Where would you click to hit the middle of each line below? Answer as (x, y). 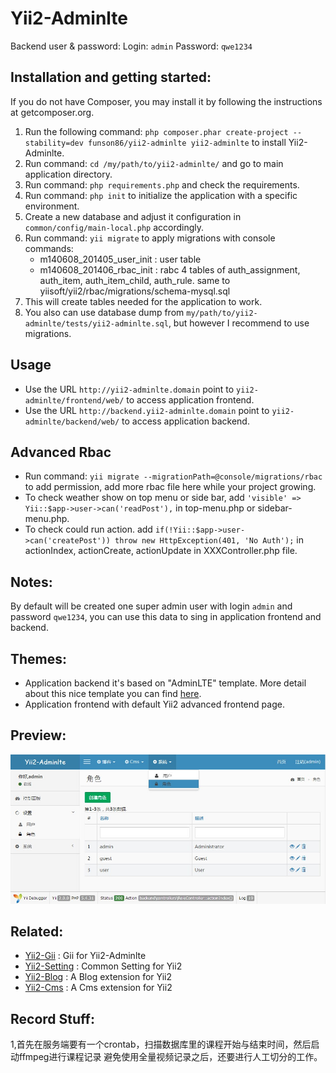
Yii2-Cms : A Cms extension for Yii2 (98, 988)
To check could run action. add (88, 529)
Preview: (38, 735)
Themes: (39, 658)
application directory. (68, 174)
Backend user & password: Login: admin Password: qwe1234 (131, 46)
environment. (52, 206)
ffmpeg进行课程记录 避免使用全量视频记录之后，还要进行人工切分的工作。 (170, 1057)
